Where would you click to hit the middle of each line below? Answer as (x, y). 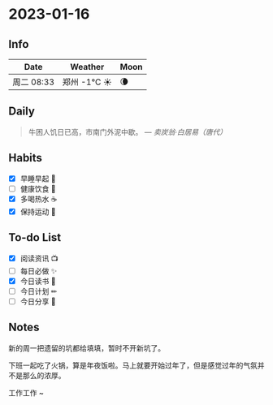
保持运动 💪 (38, 211)
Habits (26, 158)
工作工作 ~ (26, 392)
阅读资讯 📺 (39, 258)
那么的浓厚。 (44, 375)
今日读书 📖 (38, 281)
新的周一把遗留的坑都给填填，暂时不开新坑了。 (87, 348)
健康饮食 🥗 (38, 188)
